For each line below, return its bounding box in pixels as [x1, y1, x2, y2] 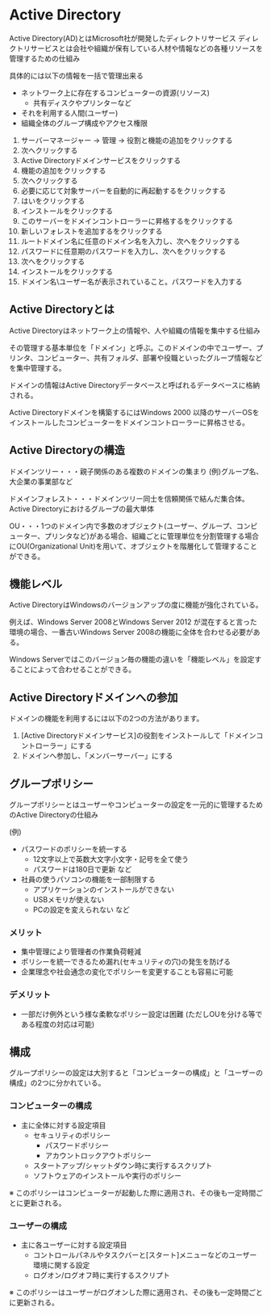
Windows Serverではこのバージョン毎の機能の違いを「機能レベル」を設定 [9, 654, 255, 664]
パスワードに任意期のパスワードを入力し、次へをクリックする [20, 246, 227, 256]
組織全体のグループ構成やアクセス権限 [20, 118, 148, 128]
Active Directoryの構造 [9, 443, 126, 457]
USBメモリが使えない [32, 895, 105, 904]
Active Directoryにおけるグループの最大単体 [9, 503, 155, 514]
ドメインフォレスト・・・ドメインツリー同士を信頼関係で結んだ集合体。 [9, 494, 249, 503]
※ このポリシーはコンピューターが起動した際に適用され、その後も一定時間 [9, 1187, 256, 1197]
